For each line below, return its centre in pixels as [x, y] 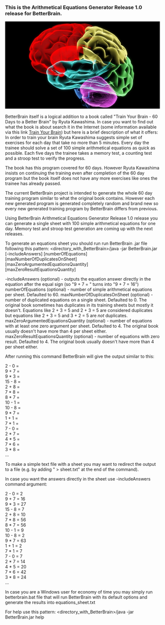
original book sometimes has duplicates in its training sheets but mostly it [79, 305]
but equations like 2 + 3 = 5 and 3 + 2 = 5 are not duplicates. [66, 315]
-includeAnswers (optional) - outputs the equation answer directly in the [78, 279]
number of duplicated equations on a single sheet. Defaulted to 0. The [76, 300]
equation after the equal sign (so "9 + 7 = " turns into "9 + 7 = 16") [72, 284]
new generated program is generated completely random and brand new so [82, 203]
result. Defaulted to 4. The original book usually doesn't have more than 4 [80, 341]
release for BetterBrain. [34, 13]
